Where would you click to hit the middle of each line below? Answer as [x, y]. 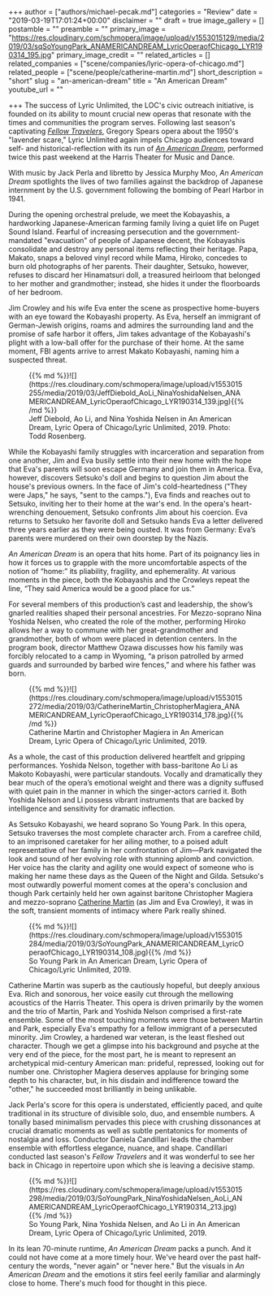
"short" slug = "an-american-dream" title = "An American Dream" [118, 81]
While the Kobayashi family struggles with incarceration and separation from [136, 452]
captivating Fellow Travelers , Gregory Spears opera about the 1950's [123, 131]
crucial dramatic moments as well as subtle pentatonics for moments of [128, 1131]
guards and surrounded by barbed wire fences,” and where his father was [132, 665]
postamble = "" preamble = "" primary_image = [87, 29]
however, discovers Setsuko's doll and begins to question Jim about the [129, 478]
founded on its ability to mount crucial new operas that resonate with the [130, 114]
